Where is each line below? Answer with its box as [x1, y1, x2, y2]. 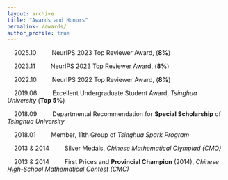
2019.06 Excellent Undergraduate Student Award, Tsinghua [13, 89, 197, 97]
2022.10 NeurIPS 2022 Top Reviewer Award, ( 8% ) [13, 76, 171, 84]
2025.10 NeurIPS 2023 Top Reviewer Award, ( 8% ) [13, 49, 171, 57]
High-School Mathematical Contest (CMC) [7, 165, 130, 174]
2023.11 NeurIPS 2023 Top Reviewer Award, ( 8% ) [13, 62, 170, 70]
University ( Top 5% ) [7, 97, 65, 105]
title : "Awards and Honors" [7, 17, 89, 24]
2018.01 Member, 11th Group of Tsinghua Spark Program [13, 131, 190, 139]
